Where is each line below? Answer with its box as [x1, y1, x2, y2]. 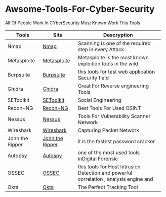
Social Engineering [78, 96, 122, 103]
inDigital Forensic [78, 155, 118, 162]
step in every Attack [78, 46, 124, 53]
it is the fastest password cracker [78, 138, 155, 145]
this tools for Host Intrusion [78, 163, 141, 170]
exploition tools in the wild [78, 60, 138, 67]
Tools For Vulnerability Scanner [78, 113, 151, 119]
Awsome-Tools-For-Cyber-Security [5, 3, 155, 15]
